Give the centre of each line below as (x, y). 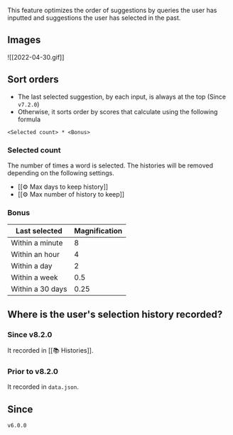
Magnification (98, 231)
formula (29, 119)
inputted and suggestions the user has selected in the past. (94, 18)
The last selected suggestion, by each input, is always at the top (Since (122, 97)
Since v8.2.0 (30, 334)
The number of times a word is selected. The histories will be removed (110, 165)
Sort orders (33, 80)
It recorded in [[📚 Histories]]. (50, 350)
